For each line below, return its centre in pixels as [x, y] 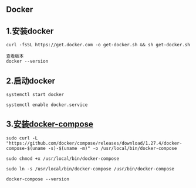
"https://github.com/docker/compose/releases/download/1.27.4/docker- [94, 143]
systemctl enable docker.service [47, 105]
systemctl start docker [35, 95]
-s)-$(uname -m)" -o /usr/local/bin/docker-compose [112, 148]
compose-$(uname [26, 148]
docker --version [27, 61]
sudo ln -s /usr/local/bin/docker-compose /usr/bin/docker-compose [90, 169]
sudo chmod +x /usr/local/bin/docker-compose [62, 158]
